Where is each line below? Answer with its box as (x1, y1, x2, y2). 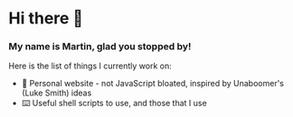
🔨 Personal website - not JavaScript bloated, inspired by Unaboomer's (21, 78, 284, 89)
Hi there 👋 (8, 8, 83, 29)
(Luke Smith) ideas (21, 87, 92, 98)
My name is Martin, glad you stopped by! (8, 40, 192, 53)
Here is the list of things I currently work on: (8, 60, 173, 71)
